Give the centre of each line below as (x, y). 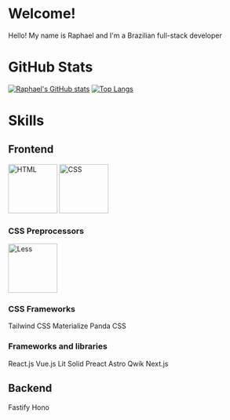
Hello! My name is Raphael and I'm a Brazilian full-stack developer (115, 35)
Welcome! (42, 14)
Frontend (31, 150)
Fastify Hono (29, 407)
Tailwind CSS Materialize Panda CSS (68, 326)
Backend (30, 388)
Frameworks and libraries (58, 346)
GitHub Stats (51, 67)
